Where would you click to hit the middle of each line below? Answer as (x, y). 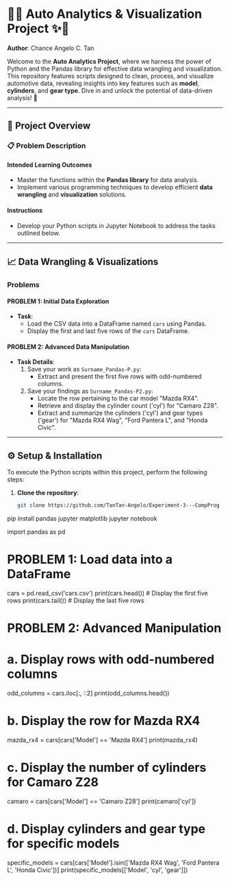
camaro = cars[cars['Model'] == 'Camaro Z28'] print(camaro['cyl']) (102, 801)
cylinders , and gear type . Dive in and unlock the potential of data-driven (110, 90)
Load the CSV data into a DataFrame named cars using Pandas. (117, 324)
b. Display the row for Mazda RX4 (104, 721)
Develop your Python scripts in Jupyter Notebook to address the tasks (116, 225)
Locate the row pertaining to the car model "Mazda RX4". (118, 398)
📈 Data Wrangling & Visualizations (83, 262)
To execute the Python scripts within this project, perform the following (107, 472)
